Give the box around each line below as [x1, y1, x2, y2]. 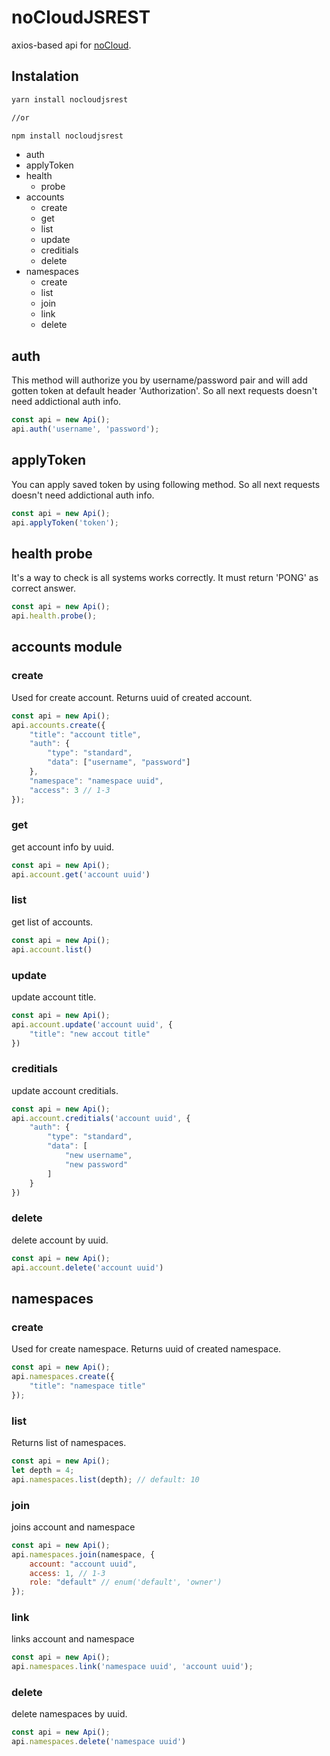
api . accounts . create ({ [11, 720, 106, 730]
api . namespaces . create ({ [11, 1372, 115, 1382]
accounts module [11, 639, 123, 656]
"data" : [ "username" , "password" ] [47, 757, 191, 768]
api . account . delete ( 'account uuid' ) [11, 1262, 164, 1273]
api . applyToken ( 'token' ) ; [11, 517, 119, 528]
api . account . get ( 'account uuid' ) [11, 869, 151, 880]
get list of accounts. [11, 916, 94, 928]
